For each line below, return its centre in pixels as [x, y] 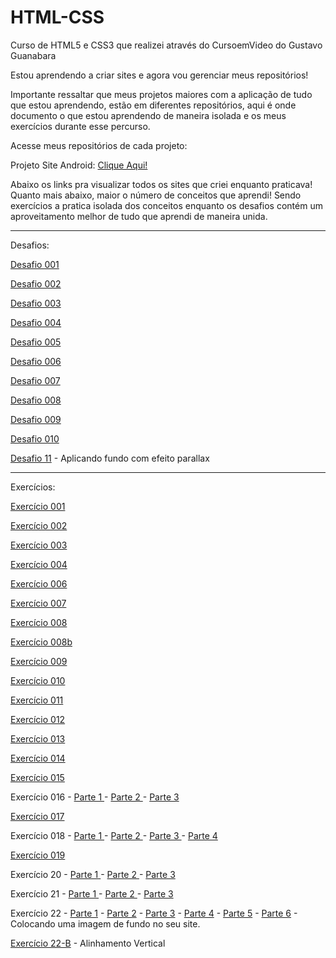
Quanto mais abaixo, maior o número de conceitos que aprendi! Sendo [156, 195]
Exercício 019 [38, 855]
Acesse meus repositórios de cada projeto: [99, 145]
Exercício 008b [41, 642]
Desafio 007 [35, 380]
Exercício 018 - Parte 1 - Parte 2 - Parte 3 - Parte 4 [114, 835]
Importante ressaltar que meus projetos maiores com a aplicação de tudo [161, 94]
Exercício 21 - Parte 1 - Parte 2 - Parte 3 [92, 893]
